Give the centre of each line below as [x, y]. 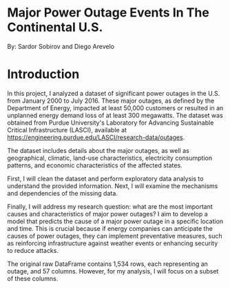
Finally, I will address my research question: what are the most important [110, 206]
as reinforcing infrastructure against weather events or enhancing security [113, 243]
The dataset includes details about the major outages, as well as [98, 150]
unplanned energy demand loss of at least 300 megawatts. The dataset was [115, 115]
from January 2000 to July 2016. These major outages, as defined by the [111, 101]
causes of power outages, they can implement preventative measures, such [115, 236]
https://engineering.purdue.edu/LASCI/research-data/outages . [96, 137]
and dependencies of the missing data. [63, 193]
